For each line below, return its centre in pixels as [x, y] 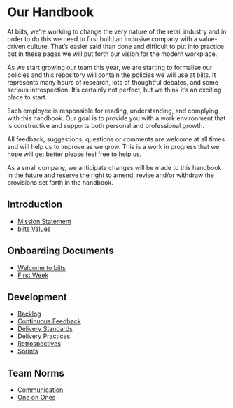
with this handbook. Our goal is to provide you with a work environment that [116, 118]
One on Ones [36, 398]
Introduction [35, 205]
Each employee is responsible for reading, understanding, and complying [113, 111]
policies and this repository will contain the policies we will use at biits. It [112, 75]
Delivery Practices [44, 336]
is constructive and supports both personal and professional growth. [106, 125]
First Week [33, 275]
